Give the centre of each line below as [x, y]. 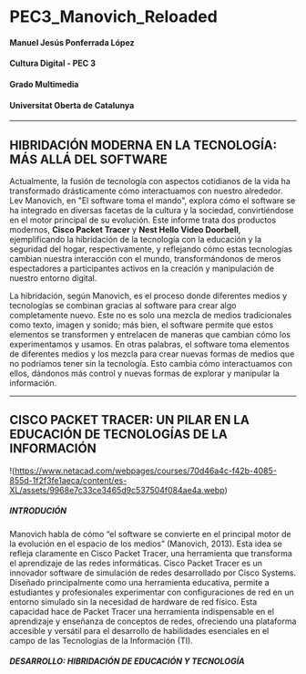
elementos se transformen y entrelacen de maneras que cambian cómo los [150, 334]
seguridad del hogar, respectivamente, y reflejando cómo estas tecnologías [151, 249]
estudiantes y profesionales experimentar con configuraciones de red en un [152, 592]
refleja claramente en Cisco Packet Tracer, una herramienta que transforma [151, 553]
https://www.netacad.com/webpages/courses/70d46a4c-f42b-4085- [146, 471]
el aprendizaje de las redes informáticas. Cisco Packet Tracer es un [136, 563]
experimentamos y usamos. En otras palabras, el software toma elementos [149, 344]
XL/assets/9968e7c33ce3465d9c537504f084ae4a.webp [117, 490]
